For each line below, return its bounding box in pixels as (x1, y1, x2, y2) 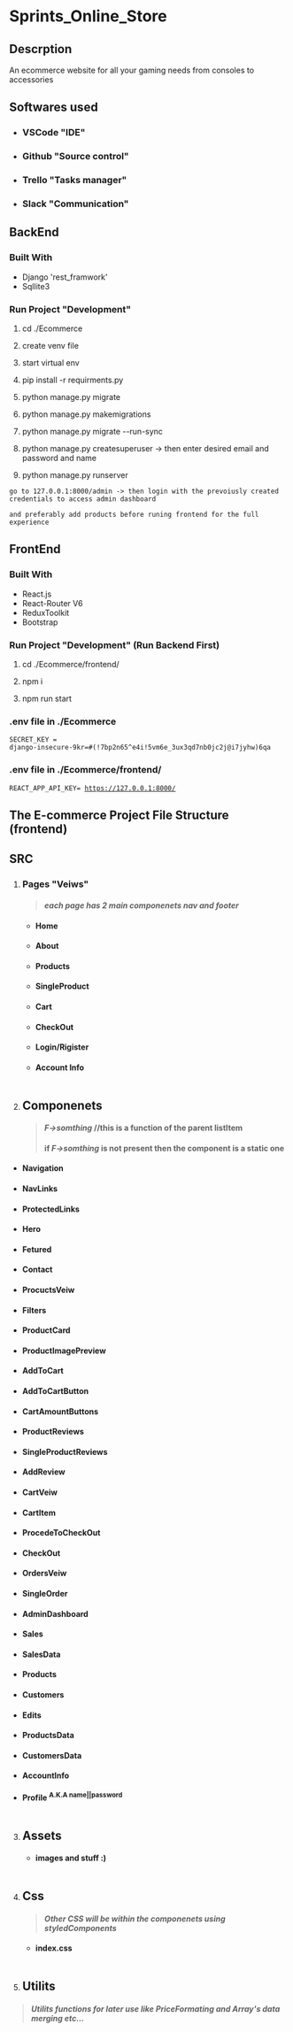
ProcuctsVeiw (21, 1285, 75, 1296)
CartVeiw (21, 1487, 58, 1497)
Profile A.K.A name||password (21, 1790, 123, 1803)
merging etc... (30, 2013, 85, 2023)
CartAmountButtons (21, 1405, 99, 1417)
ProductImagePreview (21, 1345, 106, 1356)
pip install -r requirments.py (21, 374, 124, 386)
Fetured (21, 1243, 52, 1254)
